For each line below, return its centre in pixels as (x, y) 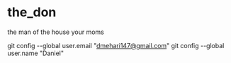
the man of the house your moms (56, 32)
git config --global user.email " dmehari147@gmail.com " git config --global (116, 45)
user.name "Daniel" (35, 53)
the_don (32, 12)
